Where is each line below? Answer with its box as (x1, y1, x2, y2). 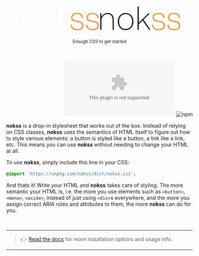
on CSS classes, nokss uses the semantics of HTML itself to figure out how (6, 128, 191, 135)
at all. (6, 147, 20, 154)
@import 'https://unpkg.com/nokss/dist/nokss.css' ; (6, 171, 136, 177)
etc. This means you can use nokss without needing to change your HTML (6, 141, 188, 148)
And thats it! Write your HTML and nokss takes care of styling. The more (6, 182, 184, 189)
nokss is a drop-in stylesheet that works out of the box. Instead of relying (6, 122, 186, 129)
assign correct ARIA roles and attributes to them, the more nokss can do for (6, 200, 191, 208)
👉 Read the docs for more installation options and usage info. (20, 235, 173, 242)
